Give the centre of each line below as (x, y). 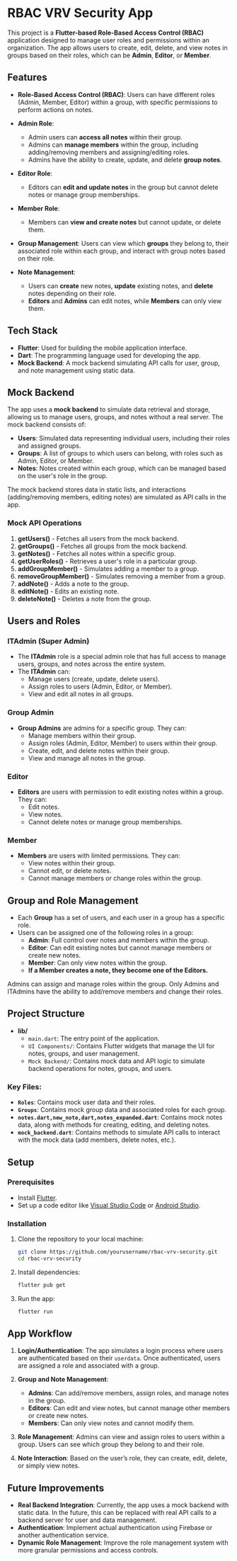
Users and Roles (44, 621)
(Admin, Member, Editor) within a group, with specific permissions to (117, 102)
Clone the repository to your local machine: (80, 1239)
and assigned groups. (49, 446)
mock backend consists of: (47, 425)
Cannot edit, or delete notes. (70, 871)
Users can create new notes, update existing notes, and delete (121, 285)
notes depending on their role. (72, 293)
